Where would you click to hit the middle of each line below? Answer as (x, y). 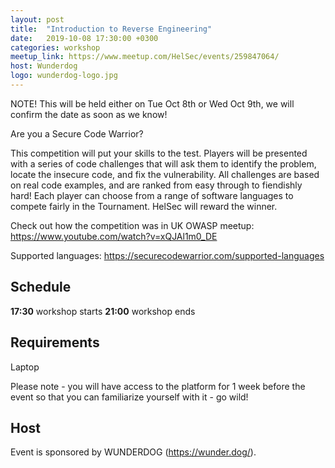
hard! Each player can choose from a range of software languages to (152, 195)
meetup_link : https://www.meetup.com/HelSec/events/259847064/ (145, 57)
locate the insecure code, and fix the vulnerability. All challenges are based (165, 174)
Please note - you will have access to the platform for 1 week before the (158, 386)
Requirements (55, 342)
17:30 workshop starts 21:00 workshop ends (103, 311)
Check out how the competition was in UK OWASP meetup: (132, 225)
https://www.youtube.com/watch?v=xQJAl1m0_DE (114, 236)
